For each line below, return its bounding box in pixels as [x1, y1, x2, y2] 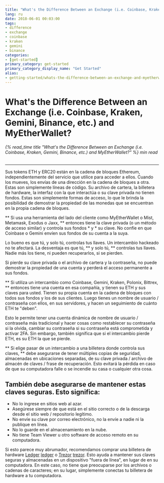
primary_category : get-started [5, 62, 69, 66]
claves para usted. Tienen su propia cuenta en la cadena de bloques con [5, 290, 151, 296]
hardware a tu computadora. [5, 472, 62, 478]
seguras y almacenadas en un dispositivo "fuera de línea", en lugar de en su [5, 457, 158, 462]
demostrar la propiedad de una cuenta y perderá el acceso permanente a [5, 265, 153, 271]
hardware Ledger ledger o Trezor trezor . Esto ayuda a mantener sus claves [5, 452, 155, 458]
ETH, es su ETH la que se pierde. [5, 336, 72, 342]
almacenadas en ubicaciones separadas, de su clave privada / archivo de [5, 355, 153, 362]
